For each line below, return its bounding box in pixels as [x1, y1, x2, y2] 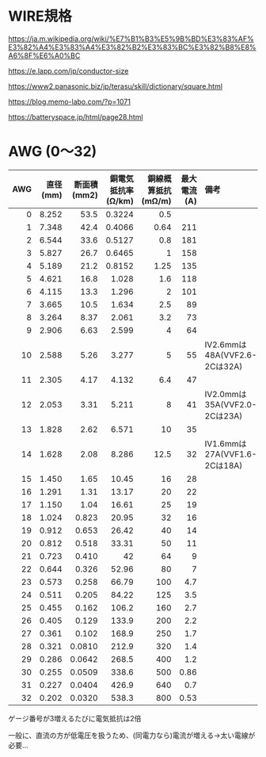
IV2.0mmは [204, 388, 247, 400]
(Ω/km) [106, 195, 135, 206]
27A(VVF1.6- [204, 449, 257, 460]
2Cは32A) [204, 361, 243, 372]
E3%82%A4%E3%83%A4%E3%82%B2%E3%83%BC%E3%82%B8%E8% [8, 42, 256, 52]
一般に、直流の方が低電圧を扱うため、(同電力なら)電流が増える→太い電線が [8, 730, 256, 740]
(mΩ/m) [141, 195, 172, 206]
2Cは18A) [204, 460, 243, 471]
